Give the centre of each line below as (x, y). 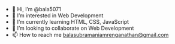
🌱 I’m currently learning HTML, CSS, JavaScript (70, 22)
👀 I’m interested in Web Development (58, 15)
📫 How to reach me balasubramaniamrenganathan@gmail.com (90, 35)
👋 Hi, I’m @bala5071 (36, 9)
